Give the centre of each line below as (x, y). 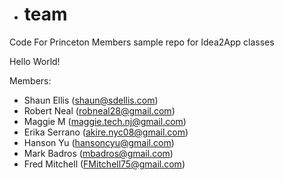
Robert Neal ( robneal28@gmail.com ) (99, 110)
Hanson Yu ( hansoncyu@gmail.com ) (99, 142)
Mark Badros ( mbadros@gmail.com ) (98, 153)
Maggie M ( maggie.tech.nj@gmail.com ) (105, 121)
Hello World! (35, 61)
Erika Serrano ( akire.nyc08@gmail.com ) (106, 132)
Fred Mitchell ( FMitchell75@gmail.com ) (104, 164)
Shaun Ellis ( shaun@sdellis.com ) (91, 100)
